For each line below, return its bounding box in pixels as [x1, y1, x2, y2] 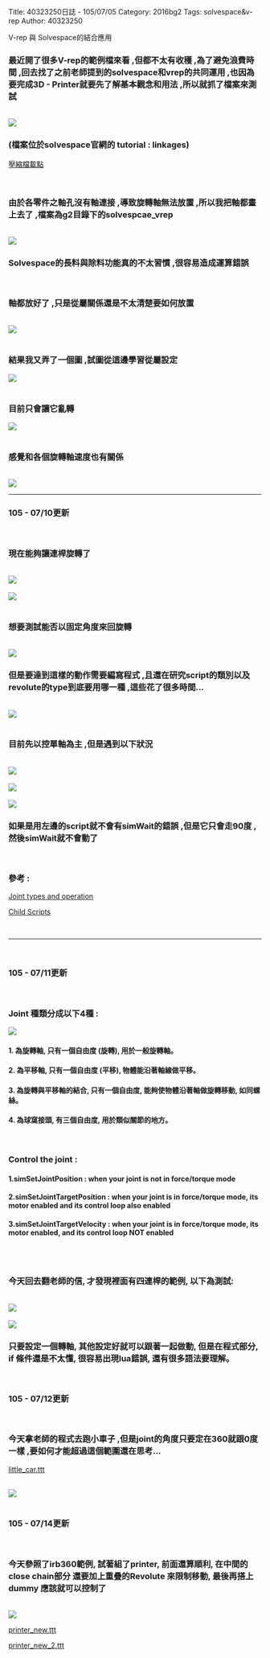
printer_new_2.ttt [8, 1640, 64, 1651]
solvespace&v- [203, 7, 253, 16]
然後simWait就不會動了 [8, 832, 99, 843]
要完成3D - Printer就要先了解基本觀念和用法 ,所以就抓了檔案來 [8, 79, 249, 90]
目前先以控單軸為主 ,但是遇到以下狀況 [8, 738, 153, 750]
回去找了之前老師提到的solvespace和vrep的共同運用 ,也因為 [21, 67, 255, 78]
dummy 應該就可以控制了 [8, 1582, 107, 1594]
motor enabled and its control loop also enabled [8, 1201, 171, 1211]
